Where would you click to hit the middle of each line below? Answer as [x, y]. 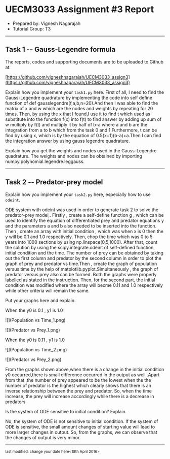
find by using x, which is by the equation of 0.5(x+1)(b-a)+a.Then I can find [83, 135]
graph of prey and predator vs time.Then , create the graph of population [81, 264]
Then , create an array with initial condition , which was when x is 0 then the [84, 231]
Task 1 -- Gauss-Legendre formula [60, 50]
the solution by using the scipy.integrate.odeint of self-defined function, [80, 247]
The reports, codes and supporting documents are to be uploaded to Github [84, 61]
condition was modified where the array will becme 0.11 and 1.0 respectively [84, 285]
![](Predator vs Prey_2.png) [33, 359]
